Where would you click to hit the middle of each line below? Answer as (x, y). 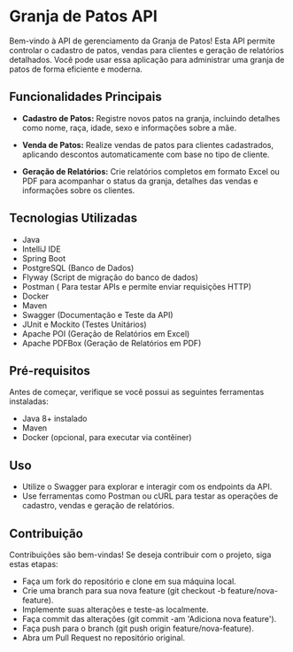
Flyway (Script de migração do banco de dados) (110, 277)
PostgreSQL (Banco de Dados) (78, 268)
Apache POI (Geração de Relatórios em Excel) (106, 333)
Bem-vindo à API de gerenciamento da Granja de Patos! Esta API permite (143, 41)
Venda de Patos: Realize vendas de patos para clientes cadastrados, (148, 144)
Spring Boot (44, 258)
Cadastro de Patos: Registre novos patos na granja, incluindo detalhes (151, 118)
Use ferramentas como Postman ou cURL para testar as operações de (150, 496)
